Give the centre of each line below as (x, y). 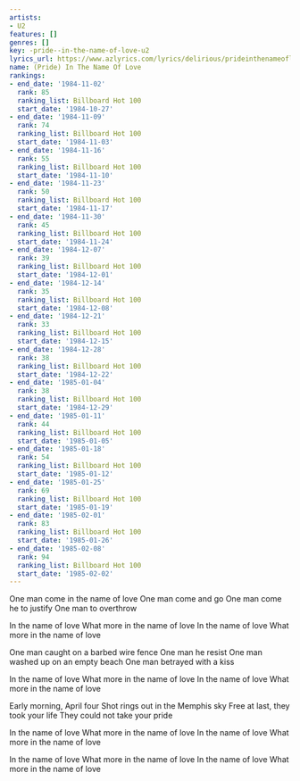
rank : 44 (33, 424)
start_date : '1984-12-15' (66, 341)
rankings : (28, 76)
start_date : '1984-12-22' (66, 374)
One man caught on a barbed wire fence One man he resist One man (136, 652)
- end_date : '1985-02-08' (57, 548)
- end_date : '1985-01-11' (57, 416)
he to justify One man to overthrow (73, 609)
